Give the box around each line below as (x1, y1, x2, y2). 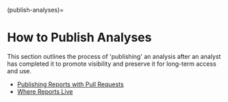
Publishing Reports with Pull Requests (16, 80, 125, 88)
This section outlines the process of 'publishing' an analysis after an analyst (7, 52, 221, 60)
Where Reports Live (16, 87, 73, 95)
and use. (7, 66, 32, 75)
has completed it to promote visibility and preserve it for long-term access (7, 60, 217, 68)
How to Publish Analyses (7, 30, 152, 45)
